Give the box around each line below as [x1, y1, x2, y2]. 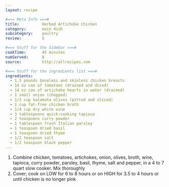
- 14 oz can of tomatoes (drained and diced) [10, 83, 109, 88]
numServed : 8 [5, 54, 45, 59]
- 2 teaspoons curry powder [10, 116, 70, 121]
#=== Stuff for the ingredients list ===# [5, 69, 97, 74]
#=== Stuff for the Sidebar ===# [5, 45, 77, 50]
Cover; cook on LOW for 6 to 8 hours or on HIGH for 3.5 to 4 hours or [12, 170, 159, 177]
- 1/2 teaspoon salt [10, 135, 54, 140]
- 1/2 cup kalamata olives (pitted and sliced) [10, 97, 114, 102]
